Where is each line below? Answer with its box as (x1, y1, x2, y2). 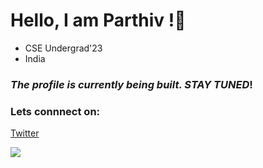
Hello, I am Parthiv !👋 (10, 9, 187, 32)
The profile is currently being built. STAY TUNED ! (10, 77, 253, 91)
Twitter (10, 127, 40, 139)
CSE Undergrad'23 (24, 42, 103, 54)
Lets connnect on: (10, 104, 101, 118)
